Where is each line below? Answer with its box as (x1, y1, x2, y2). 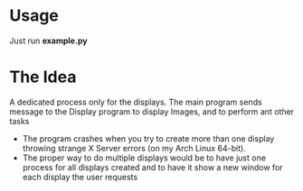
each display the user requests (22, 171, 138, 182)
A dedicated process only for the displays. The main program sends (9, 96, 262, 107)
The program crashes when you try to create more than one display (22, 132, 275, 144)
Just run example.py (9, 35, 88, 46)
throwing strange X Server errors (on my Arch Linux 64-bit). (22, 142, 246, 153)
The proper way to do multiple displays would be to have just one (22, 152, 267, 163)
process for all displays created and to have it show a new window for (22, 161, 283, 172)
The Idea (9, 67, 77, 87)
